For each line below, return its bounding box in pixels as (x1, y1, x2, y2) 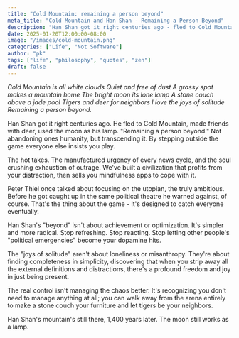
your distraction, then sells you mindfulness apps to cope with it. (7, 170, 197, 179)
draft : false (7, 63, 46, 70)
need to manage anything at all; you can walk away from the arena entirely (7, 293, 226, 302)
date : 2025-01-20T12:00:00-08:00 (7, 30, 107, 38)
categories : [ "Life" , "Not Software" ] (7, 43, 122, 50)
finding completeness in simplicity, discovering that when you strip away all (7, 257, 229, 266)
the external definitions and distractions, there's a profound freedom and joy (7, 264, 231, 273)
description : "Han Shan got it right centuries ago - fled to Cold (7, 23, 212, 31)
